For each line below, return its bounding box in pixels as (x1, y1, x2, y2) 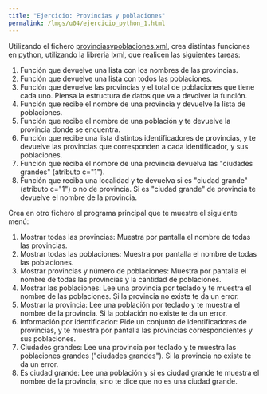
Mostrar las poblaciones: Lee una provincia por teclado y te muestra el (19, 283, 252, 293)
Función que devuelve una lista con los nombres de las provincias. (19, 65, 238, 74)
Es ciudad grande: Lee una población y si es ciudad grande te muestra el (19, 368, 260, 377)
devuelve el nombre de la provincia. (19, 193, 138, 202)
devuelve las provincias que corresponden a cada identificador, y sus (19, 141, 249, 151)
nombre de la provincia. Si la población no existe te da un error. (19, 308, 228, 318)
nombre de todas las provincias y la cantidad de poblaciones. (19, 274, 222, 284)
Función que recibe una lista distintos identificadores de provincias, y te (19, 133, 257, 142)
